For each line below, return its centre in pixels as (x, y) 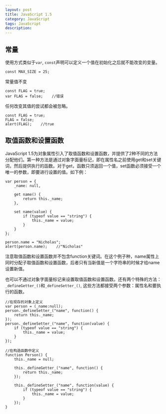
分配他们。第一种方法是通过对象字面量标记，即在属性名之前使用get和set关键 (83, 160)
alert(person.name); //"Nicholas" (44, 246)
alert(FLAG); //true (30, 124)
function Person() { (27, 355)
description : (19, 28)
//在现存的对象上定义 (24, 302)
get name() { (28, 194)
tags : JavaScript (23, 24)
